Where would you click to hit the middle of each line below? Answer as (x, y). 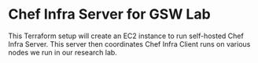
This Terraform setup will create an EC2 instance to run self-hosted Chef (126, 36)
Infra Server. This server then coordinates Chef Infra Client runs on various (129, 44)
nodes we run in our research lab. (63, 52)
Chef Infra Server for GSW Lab (109, 14)
